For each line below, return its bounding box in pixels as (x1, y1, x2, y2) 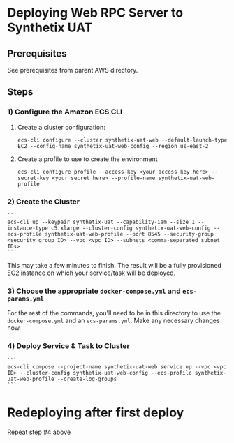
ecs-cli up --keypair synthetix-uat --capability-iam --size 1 (7, 218, 196, 225)
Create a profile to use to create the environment (17, 155, 159, 163)
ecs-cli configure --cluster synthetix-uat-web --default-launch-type (17, 136, 228, 144)
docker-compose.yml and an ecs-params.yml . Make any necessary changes (7, 316, 220, 325)
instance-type (7, 225, 49, 232)
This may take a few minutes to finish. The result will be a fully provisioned (7, 261, 222, 269)
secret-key (17, 174, 50, 181)
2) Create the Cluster (7, 197, 80, 207)
